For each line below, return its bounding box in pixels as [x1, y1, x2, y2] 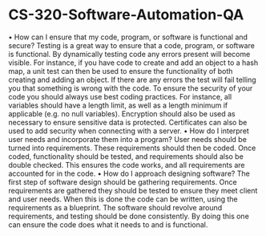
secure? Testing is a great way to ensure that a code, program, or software [8, 40, 255, 50]
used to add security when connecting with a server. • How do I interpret [8, 126, 250, 136]
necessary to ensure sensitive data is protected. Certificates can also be [8, 117, 248, 127]
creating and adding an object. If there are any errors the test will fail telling [8, 75, 256, 84]
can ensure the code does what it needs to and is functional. [8, 219, 208, 230]
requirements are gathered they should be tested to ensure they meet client [8, 185, 258, 195]
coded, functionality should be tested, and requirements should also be [8, 151, 244, 161]
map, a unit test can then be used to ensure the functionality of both [8, 66, 233, 75]
